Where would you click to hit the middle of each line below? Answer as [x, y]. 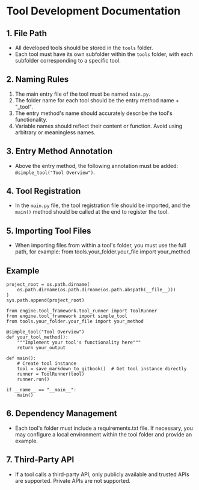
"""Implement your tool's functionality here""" [79, 343]
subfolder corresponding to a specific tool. [68, 60]
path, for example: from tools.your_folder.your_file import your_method [103, 252]
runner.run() [33, 380]
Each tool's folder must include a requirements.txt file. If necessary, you [104, 428]
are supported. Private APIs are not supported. [73, 480]
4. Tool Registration [44, 191]
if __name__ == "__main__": [41, 390]
